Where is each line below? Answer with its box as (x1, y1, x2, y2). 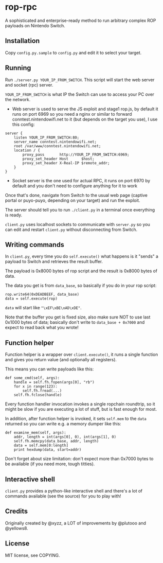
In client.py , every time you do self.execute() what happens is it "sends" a (5, 253, 159, 259)
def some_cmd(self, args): (5, 376, 60, 381)
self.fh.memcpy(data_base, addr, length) (14, 439, 99, 444)
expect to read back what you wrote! (5, 325, 79, 331)
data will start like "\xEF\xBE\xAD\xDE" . (5, 305, 82, 311)
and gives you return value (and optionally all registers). (5, 357, 117, 363)
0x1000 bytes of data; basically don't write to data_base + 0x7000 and (5, 319, 145, 325)
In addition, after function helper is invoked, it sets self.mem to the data (5, 416, 147, 422)
